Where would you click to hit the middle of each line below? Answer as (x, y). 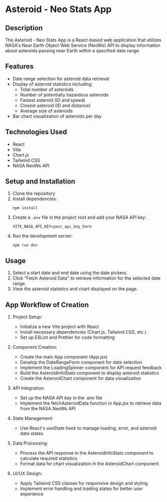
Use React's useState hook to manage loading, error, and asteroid (88, 428)
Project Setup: (27, 317)
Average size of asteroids (46, 111)
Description (24, 28)
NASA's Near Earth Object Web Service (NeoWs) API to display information (83, 45)
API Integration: (29, 388)
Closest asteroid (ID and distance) (55, 105)
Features (19, 67)
